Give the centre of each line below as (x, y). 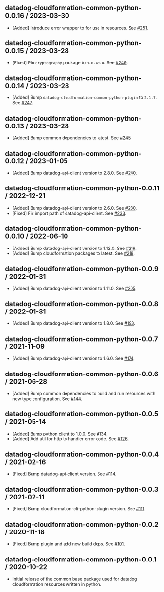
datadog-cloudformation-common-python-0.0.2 (82, 524)
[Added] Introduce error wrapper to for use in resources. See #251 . (80, 28)
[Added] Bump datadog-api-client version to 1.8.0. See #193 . (74, 323)
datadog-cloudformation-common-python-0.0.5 (82, 414)
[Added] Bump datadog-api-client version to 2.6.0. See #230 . (75, 208)
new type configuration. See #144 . (47, 399)
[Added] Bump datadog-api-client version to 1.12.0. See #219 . (74, 248)
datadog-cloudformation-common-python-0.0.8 (82, 304)
